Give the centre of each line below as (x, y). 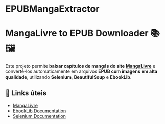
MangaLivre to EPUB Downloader (77, 33)
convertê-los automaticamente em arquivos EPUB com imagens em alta (81, 71)
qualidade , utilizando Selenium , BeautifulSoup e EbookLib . (68, 77)
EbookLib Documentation (39, 111)
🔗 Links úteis (26, 93)
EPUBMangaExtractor (52, 9)
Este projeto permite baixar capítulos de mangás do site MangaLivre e (80, 66)
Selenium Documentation (39, 116)
